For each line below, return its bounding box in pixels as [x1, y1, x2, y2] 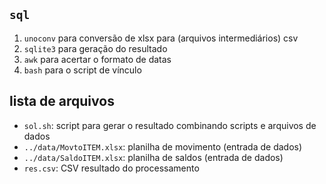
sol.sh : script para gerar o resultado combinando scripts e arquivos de [23, 119, 317, 131]
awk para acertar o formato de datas [23, 53, 172, 65]
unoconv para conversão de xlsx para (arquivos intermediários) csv [23, 32, 299, 44]
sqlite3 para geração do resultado [23, 42, 168, 54]
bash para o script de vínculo [23, 64, 142, 76]
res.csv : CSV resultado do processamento [23, 162, 200, 174]
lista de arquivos [9, 93, 115, 110]
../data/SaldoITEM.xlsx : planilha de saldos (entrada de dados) [23, 151, 284, 163]
